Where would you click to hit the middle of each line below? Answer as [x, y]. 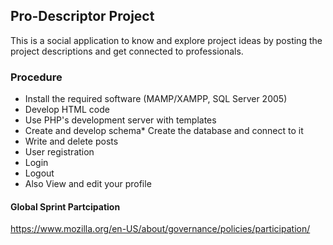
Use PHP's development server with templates [120, 120]
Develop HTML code [67, 110]
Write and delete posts [71, 141]
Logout [39, 173]
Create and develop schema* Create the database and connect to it [164, 131]
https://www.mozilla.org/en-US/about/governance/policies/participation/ [160, 229]
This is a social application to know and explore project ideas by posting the [166, 40]
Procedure [36, 77]
